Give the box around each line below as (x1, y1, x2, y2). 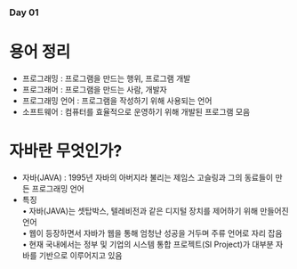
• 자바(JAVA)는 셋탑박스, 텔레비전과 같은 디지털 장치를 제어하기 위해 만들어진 (21, 205, 289, 216)
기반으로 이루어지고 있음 (38, 249, 123, 260)
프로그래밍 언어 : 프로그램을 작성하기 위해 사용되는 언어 (21, 95, 213, 106)
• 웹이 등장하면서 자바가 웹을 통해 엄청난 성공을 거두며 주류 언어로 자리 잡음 (21, 227, 283, 238)
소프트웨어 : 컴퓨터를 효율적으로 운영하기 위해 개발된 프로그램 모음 (21, 106, 251, 117)
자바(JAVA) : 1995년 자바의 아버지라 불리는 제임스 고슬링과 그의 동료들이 (21, 172, 274, 183)
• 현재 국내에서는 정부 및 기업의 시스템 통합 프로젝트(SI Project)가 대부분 (21, 239, 274, 249)
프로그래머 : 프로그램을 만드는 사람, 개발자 (21, 84, 167, 94)
